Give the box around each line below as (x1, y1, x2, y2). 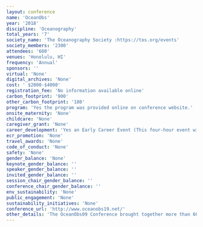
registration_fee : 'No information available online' (6, 88, 145, 94)
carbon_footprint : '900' (6, 93, 69, 99)
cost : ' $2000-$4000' (6, 82, 61, 88)
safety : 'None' (6, 150, 45, 156)
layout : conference (6, 8, 56, 15)
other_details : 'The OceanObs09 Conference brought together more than (6, 211, 190, 218)
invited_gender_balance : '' (6, 172, 77, 179)
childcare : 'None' (6, 116, 53, 122)
